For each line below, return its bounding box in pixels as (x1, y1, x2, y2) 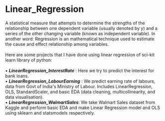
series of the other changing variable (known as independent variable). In (5, 30, 156, 36)
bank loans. (5, 73, 29, 79)
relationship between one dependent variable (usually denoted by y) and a (5, 25, 158, 31)
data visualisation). (5, 94, 44, 100)
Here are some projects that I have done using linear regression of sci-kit (5, 51, 155, 58)
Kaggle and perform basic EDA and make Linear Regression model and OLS (5, 105, 161, 111)
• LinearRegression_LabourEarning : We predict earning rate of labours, (5, 78, 156, 84)
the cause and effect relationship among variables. (5, 41, 109, 47)
